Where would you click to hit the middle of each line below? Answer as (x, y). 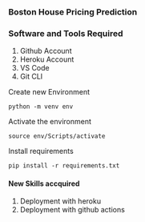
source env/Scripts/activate (57, 136)
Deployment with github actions (72, 210)
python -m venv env (41, 107)
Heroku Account (47, 59)
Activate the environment (50, 122)
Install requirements (41, 151)
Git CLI (31, 77)
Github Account (46, 51)
